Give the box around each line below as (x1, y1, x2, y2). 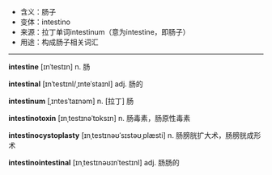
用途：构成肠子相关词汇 (19, 37, 99, 47)
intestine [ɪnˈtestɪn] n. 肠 (8, 62, 91, 71)
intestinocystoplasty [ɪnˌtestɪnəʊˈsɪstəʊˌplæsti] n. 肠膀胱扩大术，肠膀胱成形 (8, 131, 261, 140)
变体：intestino (19, 17, 71, 27)
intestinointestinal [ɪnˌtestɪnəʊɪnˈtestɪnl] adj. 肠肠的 (8, 158, 180, 167)
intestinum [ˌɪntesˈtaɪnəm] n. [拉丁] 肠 (8, 96, 134, 106)
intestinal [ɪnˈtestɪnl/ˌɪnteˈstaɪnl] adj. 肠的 (8, 79, 143, 89)
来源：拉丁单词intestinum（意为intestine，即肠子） (19, 27, 190, 36)
